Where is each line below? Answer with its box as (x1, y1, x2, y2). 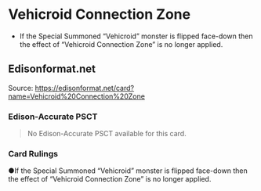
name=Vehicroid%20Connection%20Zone (8, 92, 145, 101)
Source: (8, 83, 34, 92)
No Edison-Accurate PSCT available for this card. (27, 129, 187, 139)
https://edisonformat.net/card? (34, 83, 135, 92)
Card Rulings (8, 148, 59, 159)
